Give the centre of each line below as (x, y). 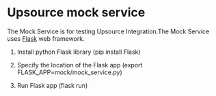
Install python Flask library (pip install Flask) (79, 52)
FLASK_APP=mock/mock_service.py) (70, 72)
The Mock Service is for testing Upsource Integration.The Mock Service (108, 31)
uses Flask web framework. (46, 38)
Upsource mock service (76, 13)
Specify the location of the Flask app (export (80, 65)
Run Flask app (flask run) (52, 85)
